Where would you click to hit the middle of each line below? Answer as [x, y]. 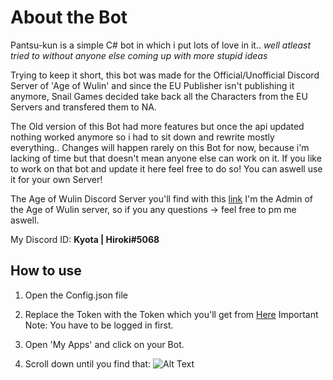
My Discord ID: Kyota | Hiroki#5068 [85, 239]
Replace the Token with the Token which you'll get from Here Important [171, 314]
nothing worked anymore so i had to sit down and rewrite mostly [142, 137]
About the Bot [69, 17]
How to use [46, 271]
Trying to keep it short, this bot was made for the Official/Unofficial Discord [165, 75]
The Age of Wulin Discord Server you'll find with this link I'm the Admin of [162, 198]
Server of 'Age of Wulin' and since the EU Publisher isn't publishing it [152, 85]
